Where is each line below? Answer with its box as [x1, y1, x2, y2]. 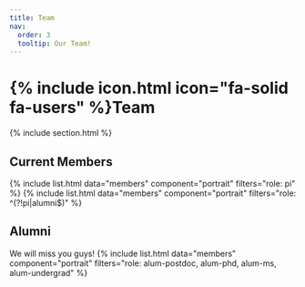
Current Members [9, 154, 113, 169]
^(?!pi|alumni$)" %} [9, 198, 83, 208]
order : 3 [17, 30, 51, 39]
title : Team [9, 13, 55, 23]
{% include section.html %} [9, 128, 113, 138]
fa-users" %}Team [9, 97, 156, 118]
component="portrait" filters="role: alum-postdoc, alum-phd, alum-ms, [9, 257, 277, 269]
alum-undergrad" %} [9, 267, 88, 278]
